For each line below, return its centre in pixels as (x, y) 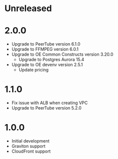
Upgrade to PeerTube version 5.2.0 (46, 108)
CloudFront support (31, 151)
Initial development (30, 141)
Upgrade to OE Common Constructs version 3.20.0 (62, 54)
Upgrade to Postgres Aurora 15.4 (52, 60)
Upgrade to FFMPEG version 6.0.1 (45, 49)
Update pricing (34, 70)
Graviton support (28, 146)
